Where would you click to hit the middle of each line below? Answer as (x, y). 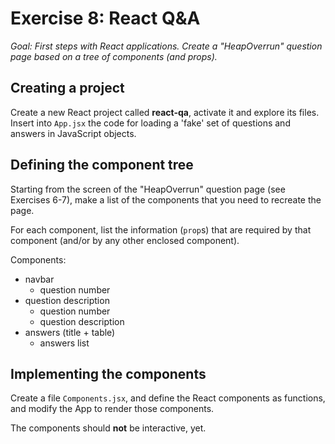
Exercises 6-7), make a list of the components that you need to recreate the (166, 199)
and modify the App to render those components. (112, 409)
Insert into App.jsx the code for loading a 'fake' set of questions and (150, 123)
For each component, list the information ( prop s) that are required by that (161, 229)
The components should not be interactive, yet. (108, 428)
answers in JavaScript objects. (73, 133)
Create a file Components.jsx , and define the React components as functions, (168, 398)
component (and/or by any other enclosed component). (125, 240)
